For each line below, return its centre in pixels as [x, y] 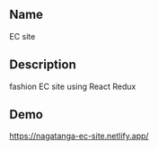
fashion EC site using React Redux [73, 86]
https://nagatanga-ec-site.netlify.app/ [79, 136]
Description [43, 65]
